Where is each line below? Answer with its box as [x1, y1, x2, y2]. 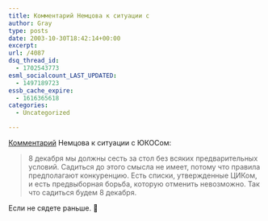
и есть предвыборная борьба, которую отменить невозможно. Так [27, 179, 260, 189]
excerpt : [8, 42, 38, 50]
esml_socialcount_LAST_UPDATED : [8, 72, 117, 80]
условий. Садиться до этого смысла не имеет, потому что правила [27, 162, 261, 171]
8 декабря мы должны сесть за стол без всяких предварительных [27, 153, 258, 163]
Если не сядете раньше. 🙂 [8, 203, 98, 213]
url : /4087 [8, 49, 45, 57]
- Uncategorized [15, 109, 70, 117]
